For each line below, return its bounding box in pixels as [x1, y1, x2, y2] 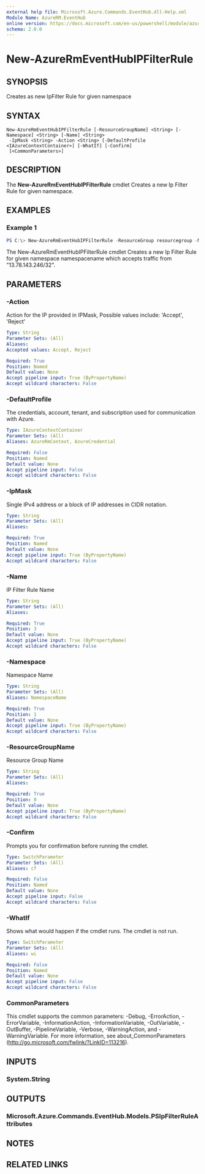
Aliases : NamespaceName [6, 695, 67, 701]
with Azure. [6, 415, 35, 423]
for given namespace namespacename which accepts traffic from [6, 255, 172, 262]
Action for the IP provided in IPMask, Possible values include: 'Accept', [6, 311, 184, 319]
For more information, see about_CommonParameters [51, 1032, 186, 1039]
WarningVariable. [6, 1032, 50, 1039]
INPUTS [6, 1056, 37, 1067]
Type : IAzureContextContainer [6, 427, 84, 434]
